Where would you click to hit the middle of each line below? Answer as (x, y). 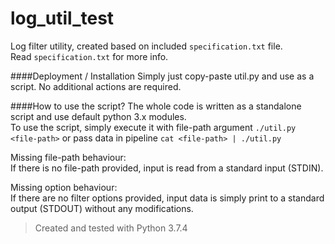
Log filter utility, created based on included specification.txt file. (146, 46)
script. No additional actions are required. (96, 86)
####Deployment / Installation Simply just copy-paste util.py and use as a (162, 76)
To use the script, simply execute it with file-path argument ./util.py (153, 127)
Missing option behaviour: (64, 187)
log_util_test (62, 18)
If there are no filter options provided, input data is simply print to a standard (167, 198)
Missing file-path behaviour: (68, 157)
